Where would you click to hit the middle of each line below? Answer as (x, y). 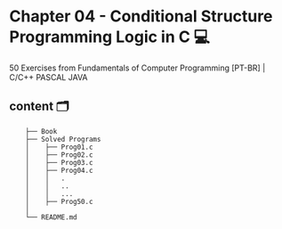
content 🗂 (39, 106)
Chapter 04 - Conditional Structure (141, 16)
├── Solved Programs (63, 139)
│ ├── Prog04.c (59, 170)
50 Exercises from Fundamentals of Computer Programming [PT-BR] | (137, 68)
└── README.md (51, 217)
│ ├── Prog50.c (59, 201)
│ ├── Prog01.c (59, 147)
